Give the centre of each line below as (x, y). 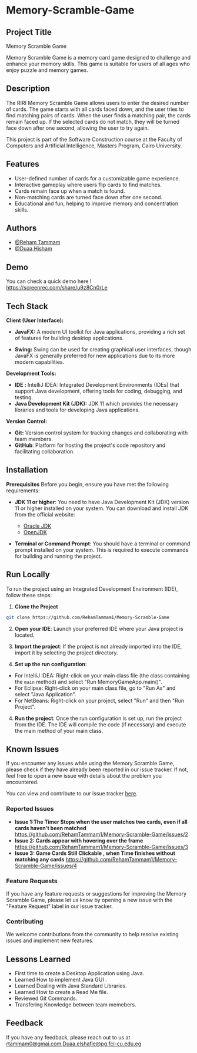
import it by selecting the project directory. (66, 653)
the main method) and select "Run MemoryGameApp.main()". (89, 682)
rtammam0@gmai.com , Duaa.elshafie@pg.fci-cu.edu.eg (74, 1044)
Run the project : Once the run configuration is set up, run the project (98, 718)
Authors (21, 228)
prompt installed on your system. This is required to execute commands (101, 549)
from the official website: (45, 514)
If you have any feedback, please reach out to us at (68, 1037)
